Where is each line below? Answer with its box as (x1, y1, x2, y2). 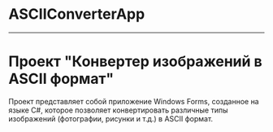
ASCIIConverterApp (8, 5, 145, 24)
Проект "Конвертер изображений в (8, 52, 262, 71)
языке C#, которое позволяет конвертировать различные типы (8, 105, 229, 115)
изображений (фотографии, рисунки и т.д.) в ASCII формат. (8, 113, 214, 123)
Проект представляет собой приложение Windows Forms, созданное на (8, 96, 259, 106)
